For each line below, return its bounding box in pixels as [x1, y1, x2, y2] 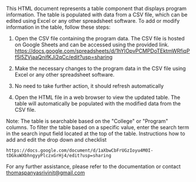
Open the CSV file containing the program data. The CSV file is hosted [14, 35, 185, 42]
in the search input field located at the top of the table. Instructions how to [6, 130, 185, 137]
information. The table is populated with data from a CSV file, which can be [6, 11, 188, 18]
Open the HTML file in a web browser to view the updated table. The [14, 94, 181, 101]
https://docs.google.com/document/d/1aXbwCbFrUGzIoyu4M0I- [6, 147, 154, 153]
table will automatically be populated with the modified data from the [14, 100, 181, 107]
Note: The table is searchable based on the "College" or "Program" [6, 118, 168, 125]
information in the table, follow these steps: [6, 23, 111, 30]
